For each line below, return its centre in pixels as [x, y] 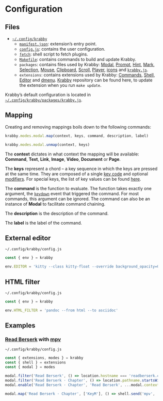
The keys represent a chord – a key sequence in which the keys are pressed [81, 169]
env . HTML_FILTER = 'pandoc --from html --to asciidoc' [62, 310]
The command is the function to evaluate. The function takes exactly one [78, 188]
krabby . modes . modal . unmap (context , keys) [48, 145]
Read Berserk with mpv [33, 339]
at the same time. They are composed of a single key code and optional [77, 173]
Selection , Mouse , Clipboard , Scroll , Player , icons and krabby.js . [84, 70]
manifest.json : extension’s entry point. [58, 44]
